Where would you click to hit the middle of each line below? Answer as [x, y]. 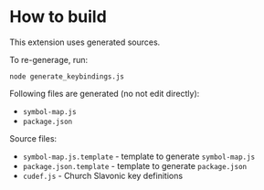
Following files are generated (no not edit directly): [105, 93]
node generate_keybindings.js [67, 76]
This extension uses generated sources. [85, 42]
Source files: [33, 138]
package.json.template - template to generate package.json [135, 165]
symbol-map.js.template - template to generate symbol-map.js [139, 156]
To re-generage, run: [49, 59]
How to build [58, 17]
